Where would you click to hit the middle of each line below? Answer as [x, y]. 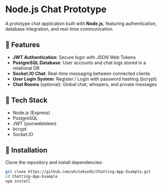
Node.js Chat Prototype [56, 9]
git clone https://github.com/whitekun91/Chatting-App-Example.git [78, 172]
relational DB [26, 68]
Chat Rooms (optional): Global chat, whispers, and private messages [85, 84]
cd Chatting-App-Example [31, 177]
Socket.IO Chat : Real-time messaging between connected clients [81, 73]
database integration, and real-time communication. [60, 29]
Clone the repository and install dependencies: [54, 163]
